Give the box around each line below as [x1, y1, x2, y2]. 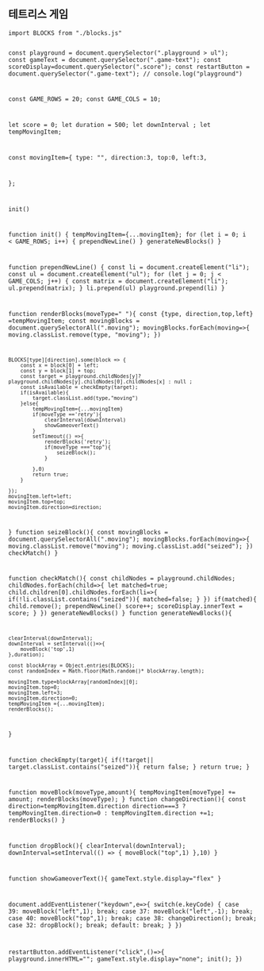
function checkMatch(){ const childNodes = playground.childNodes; [8, 575, 236, 583]
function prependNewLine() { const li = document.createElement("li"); [8, 264, 250, 272]
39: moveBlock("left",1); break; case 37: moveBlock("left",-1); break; [8, 907, 254, 915]
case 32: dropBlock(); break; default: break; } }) [8, 921, 182, 929]
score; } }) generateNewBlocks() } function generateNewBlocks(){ [8, 610, 232, 618]
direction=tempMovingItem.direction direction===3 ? [8, 803, 186, 811]
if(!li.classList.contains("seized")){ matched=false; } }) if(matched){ [8, 595, 258, 603]
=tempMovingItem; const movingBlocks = [8, 317, 140, 325]
